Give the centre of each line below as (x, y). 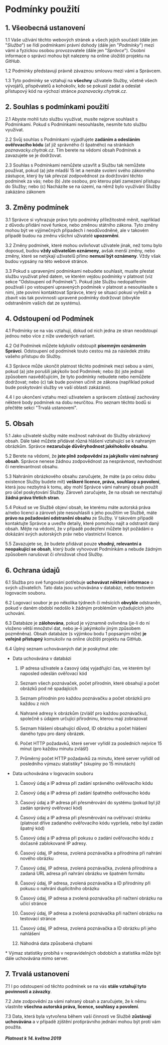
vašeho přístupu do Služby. (33, 357)
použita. (14, 1027)
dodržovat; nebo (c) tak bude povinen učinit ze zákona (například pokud (80, 382)
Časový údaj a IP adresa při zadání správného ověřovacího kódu (86, 783)
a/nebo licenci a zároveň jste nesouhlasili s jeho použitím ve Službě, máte (81, 513)
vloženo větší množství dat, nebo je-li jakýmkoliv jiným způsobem (73, 628)
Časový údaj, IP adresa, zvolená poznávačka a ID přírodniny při (85, 883)
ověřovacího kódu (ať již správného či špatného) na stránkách (70, 144)
